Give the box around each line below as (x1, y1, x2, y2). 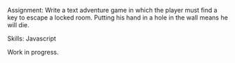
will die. (7, 21, 29, 29)
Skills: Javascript (7, 34, 56, 43)
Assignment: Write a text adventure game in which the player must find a (7, 6, 217, 14)
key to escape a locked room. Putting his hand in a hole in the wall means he (7, 13, 228, 22)
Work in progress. (7, 48, 59, 56)
